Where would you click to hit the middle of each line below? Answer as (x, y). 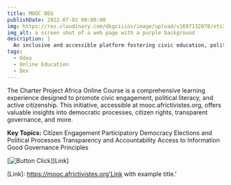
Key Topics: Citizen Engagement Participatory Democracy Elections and (110, 133)
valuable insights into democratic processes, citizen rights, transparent (108, 112)
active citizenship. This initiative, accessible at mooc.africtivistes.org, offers (114, 105)
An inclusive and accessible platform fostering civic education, (110, 45)
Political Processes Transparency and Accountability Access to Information (113, 140)
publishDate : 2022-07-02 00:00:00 (57, 20)
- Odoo (23, 58)
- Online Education (41, 64)
